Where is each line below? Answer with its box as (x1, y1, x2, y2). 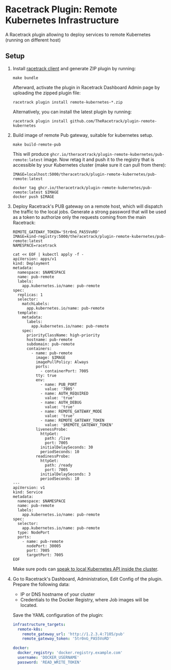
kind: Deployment (12, 260, 50, 266)
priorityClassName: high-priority (26, 332, 100, 338)
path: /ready (45, 462, 72, 468)
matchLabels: (22, 301, 50, 306)
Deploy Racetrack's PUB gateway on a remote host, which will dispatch (12, 203, 163, 209)
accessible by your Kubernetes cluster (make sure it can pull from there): (12, 161, 166, 168)
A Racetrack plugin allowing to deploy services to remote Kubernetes (5, 31, 151, 37)
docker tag (12, 185, 36, 190)
